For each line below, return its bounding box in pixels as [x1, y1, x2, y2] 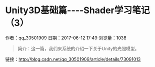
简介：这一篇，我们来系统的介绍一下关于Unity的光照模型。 [17, 45, 140, 51]
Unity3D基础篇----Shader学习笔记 [5, 5, 150, 16]
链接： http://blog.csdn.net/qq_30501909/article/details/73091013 [5, 56, 141, 62]
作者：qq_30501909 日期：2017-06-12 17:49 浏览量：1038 [5, 35, 127, 41]
